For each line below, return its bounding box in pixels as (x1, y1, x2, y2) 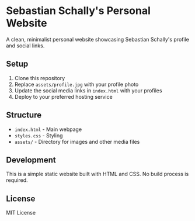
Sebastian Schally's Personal (6, 4, 151, 18)
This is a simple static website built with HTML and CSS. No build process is (6, 171, 189, 178)
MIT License (6, 209, 36, 216)
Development (6, 155, 57, 165)
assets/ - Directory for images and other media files (14, 138, 140, 145)
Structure (6, 110, 42, 120)
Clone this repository (14, 74, 65, 81)
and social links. (6, 42, 45, 49)
